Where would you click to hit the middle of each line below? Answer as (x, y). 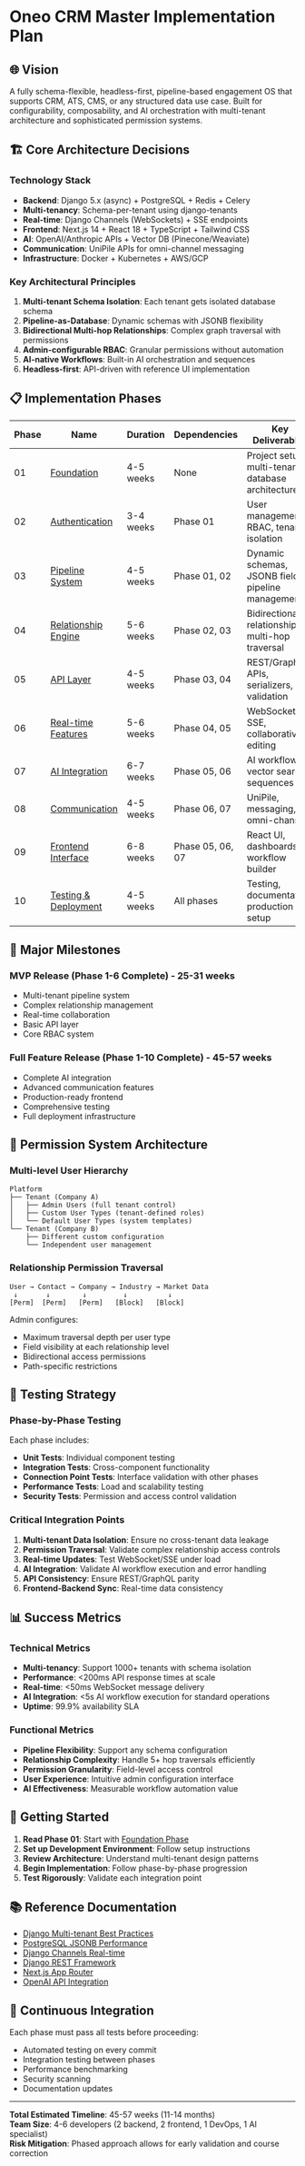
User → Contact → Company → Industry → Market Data (109, 1287)
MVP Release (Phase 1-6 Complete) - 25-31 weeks (123, 976)
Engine (65, 636)
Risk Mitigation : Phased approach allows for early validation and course (144, 2144)
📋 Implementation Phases (85, 398)
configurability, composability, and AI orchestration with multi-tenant (138, 110)
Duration (146, 434)
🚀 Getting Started (59, 1818)
